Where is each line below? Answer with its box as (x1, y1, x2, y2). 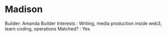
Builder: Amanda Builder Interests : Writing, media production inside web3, (5, 20, 162, 26)
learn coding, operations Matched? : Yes (5, 25, 90, 31)
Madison (5, 4, 43, 15)
